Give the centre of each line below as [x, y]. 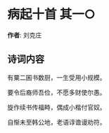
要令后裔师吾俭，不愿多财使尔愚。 [57, 92]
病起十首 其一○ [52, 14]
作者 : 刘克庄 [25, 35]
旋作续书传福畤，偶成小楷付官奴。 [57, 107]
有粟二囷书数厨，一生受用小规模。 [57, 77]
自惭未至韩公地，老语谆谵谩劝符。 [57, 122]
